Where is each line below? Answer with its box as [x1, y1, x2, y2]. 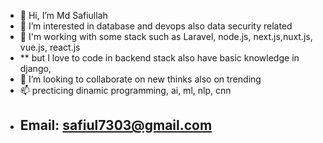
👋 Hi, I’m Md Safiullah [19, 10, 108, 21]
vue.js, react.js [19, 41, 81, 53]
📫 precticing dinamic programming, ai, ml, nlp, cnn [19, 85, 232, 96]
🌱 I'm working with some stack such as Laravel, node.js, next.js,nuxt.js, [19, 31, 313, 42]
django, [19, 63, 52, 74]
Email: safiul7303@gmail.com [19, 117, 213, 134]
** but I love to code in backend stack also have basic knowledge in [19, 52, 300, 64]
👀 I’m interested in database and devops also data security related [19, 20, 293, 32]
